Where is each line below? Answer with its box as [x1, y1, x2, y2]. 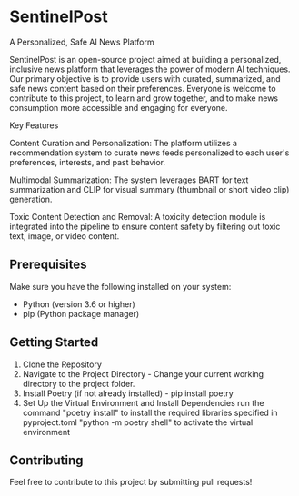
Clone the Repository [22, 359, 103, 370]
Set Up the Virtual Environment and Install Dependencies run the [22, 397, 264, 408]
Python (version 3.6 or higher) [22, 298, 136, 310]
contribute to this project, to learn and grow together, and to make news [9, 93, 279, 104]
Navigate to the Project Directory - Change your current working [22, 368, 264, 379]
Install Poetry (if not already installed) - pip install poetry [22, 388, 234, 399]
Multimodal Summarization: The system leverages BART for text [9, 174, 249, 185]
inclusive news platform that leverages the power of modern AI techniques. [9, 64, 291, 74]
